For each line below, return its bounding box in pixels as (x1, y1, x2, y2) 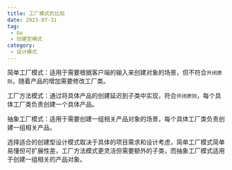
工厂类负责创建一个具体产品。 (12, 100, 98, 108)
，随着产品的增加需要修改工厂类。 (12, 76, 109, 85)
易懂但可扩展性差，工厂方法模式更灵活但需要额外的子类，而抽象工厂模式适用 (7, 146, 225, 155)
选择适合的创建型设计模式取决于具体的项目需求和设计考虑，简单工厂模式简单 (7, 138, 225, 146)
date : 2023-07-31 (7, 17, 57, 23)
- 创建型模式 (10, 36, 43, 43)
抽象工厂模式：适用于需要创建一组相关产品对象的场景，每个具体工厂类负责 (7, 114, 219, 123)
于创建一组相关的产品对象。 (7, 155, 86, 163)
